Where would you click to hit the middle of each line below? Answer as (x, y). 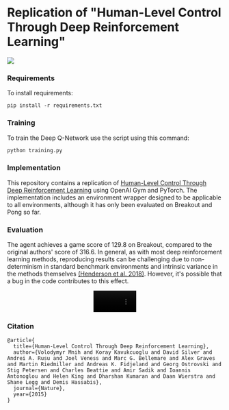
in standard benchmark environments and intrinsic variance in (131, 266)
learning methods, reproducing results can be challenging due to (98, 259)
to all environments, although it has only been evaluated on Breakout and (110, 204)
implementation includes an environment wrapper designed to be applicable (114, 197)
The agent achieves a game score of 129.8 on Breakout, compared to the (110, 244)
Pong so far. (24, 212)
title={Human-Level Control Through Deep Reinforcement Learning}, (111, 347)
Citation (21, 326)
